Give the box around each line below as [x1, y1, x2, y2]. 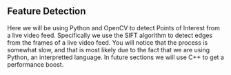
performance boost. [7, 60, 64, 68]
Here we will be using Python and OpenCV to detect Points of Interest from [7, 23, 221, 32]
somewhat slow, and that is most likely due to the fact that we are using [7, 45, 210, 54]
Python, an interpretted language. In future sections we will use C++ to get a [7, 53, 224, 61]
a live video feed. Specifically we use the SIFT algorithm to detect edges [7, 31, 213, 39]
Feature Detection [7, 6, 86, 17]
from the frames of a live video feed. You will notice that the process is [7, 38, 208, 47]
